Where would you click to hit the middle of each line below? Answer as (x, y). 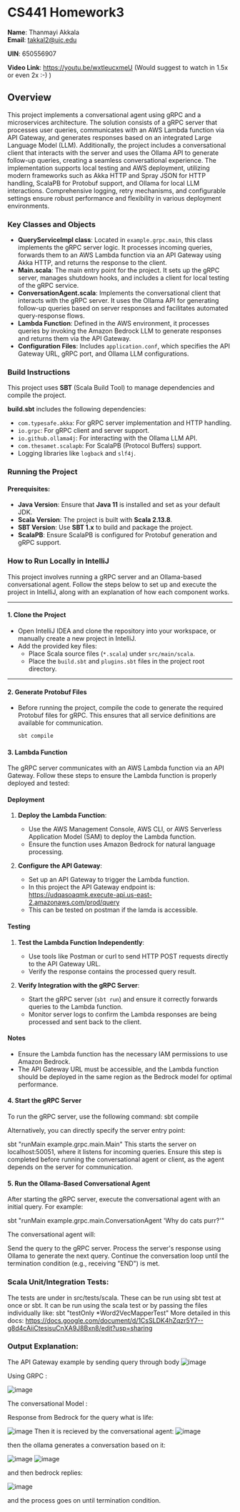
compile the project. (37, 395)
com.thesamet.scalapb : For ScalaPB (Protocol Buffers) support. (110, 446)
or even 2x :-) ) (30, 75)
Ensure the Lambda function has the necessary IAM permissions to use (123, 1053)
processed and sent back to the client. (85, 1021)
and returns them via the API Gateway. (74, 339)
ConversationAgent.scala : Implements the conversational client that (119, 293)
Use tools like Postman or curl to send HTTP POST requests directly (128, 956)
